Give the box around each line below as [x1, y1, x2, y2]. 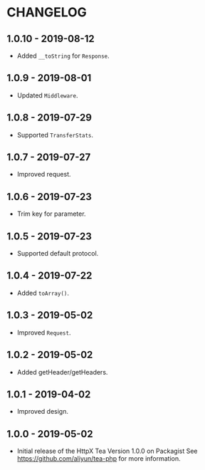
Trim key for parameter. [16, 209, 86, 218]
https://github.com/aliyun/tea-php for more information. [16, 454, 181, 463]
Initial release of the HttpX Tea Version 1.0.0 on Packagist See [16, 446, 198, 456]
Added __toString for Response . [16, 51, 110, 60]
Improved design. [16, 407, 69, 416]
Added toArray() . [16, 288, 69, 297]
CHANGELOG [6, 4, 87, 21]
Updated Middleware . [16, 90, 78, 100]
